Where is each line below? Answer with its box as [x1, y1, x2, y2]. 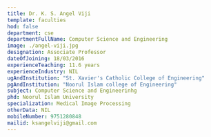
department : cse [7, 29, 54, 37]
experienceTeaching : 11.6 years [7, 62, 100, 68]
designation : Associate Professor [7, 49, 107, 56]
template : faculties [7, 17, 67, 24]
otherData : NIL [7, 107, 51, 113]
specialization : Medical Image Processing [7, 100, 131, 107]
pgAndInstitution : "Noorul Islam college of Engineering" [7, 81, 177, 88]
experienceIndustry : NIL [7, 68, 79, 75]
